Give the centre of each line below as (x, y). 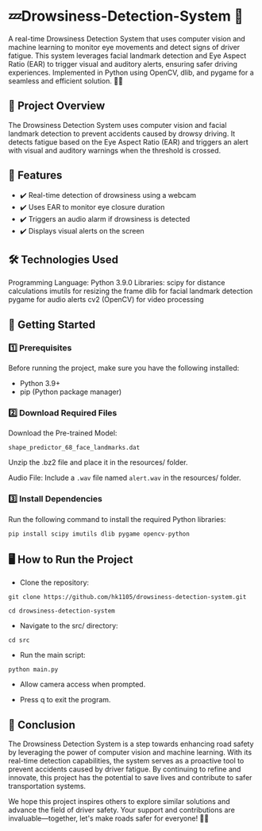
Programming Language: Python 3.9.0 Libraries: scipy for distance (117, 283)
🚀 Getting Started (52, 325)
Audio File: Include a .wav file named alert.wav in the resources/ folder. (125, 478)
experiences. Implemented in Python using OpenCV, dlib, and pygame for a (131, 72)
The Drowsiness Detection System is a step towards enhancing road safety (131, 744)
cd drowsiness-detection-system (62, 611)
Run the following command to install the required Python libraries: (117, 519)
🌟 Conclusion (42, 725)
